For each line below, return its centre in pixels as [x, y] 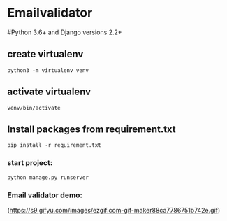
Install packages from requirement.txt [91, 129]
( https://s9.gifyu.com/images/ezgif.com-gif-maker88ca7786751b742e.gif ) [114, 210]
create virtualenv [45, 54]
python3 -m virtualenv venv [48, 70]
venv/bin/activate [34, 108]
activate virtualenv [49, 92]
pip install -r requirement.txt [54, 145]
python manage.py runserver [48, 177]
